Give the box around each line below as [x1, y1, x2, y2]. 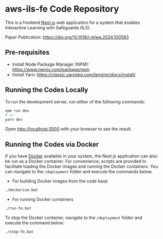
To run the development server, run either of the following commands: [5, 99, 145, 104]
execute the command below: [5, 219, 65, 225]
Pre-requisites [5, 48, 50, 57]
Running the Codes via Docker [5, 140, 99, 148]
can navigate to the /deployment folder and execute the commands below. [5, 169, 153, 174]
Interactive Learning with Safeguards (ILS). [5, 24, 91, 30]
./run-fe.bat [5, 206, 32, 211]
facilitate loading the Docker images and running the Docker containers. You [5, 163, 158, 169]
